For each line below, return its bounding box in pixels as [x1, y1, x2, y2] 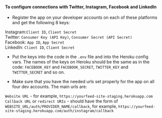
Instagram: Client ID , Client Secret [5, 29, 77, 35]
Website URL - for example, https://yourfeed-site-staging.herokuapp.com [5, 93, 153, 99]
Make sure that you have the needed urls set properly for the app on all [12, 79, 155, 85]
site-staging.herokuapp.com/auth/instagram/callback [5, 109, 114, 114]
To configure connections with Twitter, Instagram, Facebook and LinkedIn [5, 4, 157, 10]
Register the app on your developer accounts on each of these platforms [12, 15, 158, 20]
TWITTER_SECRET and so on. [12, 69, 65, 75]
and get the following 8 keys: [12, 20, 70, 26]
